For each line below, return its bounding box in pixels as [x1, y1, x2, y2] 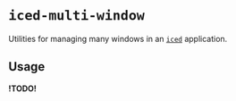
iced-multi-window [8, 7, 145, 24]
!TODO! [8, 83, 38, 94]
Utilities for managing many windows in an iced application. [8, 33, 228, 44]
